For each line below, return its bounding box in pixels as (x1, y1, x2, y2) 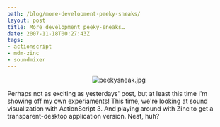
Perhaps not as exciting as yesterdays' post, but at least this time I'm (7, 89, 208, 97)
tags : (7, 37, 23, 44)
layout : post (7, 17, 46, 24)
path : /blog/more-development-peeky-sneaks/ (7, 10, 141, 18)
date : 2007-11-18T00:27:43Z (7, 30, 91, 37)
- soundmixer (7, 56, 46, 64)
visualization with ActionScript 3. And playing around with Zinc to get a (7, 104, 214, 113)
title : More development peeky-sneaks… (7, 23, 125, 30)
